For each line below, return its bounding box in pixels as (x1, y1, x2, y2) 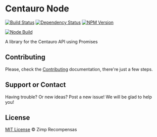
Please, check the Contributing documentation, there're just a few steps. (5, 66, 153, 72)
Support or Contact (5, 80, 66, 89)
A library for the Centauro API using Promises (5, 38, 98, 45)
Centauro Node (5, 3, 69, 14)
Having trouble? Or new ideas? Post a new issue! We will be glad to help (5, 94, 152, 100)
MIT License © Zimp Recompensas (5, 127, 77, 133)
